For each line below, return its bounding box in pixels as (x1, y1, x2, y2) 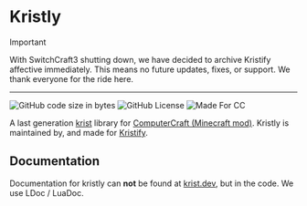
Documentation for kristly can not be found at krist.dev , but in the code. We (9, 178, 294, 189)
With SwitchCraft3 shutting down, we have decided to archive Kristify (9, 54, 271, 65)
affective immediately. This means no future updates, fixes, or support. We (9, 64, 291, 75)
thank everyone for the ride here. (9, 73, 134, 84)
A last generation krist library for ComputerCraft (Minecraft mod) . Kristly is (9, 117, 290, 129)
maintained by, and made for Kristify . (9, 127, 149, 138)
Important (9, 36, 47, 47)
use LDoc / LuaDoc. (9, 187, 84, 198)
